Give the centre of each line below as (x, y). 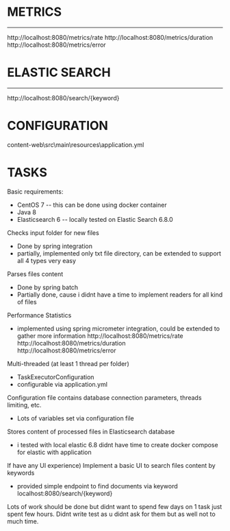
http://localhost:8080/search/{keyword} (63, 98)
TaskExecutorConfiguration (55, 377)
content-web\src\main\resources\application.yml (76, 144)
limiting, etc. (24, 405)
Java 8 (26, 212)
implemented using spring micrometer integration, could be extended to (118, 328)
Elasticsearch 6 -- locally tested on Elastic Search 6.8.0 (95, 219)
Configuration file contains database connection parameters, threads (104, 397)
